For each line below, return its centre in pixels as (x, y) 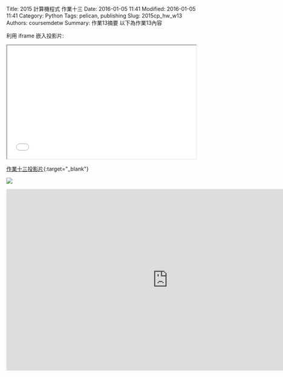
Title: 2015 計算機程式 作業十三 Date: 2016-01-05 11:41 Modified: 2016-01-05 (101, 9)
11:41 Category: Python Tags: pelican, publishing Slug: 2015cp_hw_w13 (94, 16)
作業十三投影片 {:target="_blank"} (47, 169)
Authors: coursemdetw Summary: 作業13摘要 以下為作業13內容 (84, 23)
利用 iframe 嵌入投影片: (35, 36)
